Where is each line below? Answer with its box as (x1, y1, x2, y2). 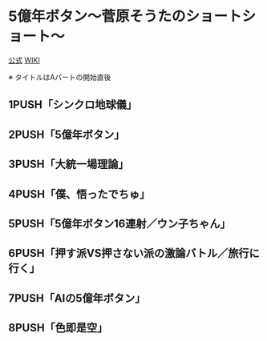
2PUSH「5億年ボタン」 (8, 127, 125, 141)
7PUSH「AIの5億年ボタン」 (8, 291, 146, 305)
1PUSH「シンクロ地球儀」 (8, 98, 138, 112)
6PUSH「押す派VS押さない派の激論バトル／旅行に (8, 247, 261, 260)
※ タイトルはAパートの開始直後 (8, 72, 111, 82)
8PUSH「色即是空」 (8, 321, 108, 335)
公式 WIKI (8, 55, 40, 65)
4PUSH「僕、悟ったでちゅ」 (8, 187, 151, 201)
